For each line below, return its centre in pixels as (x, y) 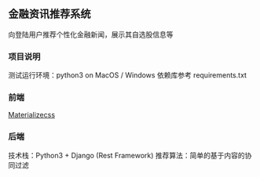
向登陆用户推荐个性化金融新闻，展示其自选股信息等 (91, 34)
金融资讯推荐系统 (49, 14)
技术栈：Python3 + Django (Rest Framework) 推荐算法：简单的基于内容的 (126, 155)
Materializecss (32, 115)
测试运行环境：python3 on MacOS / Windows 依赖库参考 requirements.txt (128, 75)
